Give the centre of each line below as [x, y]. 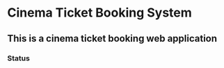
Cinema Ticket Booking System [100, 13]
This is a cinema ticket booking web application [112, 39]
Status [18, 58]
